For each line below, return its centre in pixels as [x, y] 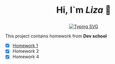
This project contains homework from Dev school [56, 36]
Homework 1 [25, 46]
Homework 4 [26, 57]
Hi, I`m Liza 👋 [84, 10]
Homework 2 [25, 51]
